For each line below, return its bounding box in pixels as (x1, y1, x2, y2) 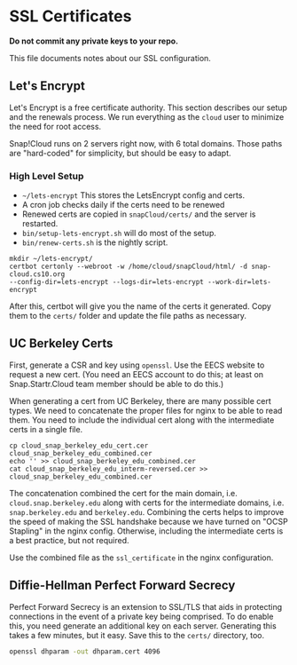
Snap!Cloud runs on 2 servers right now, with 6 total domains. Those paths (9, 138, 283, 148)
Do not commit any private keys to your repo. (9, 36, 179, 46)
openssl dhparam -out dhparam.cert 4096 (9, 646, 161, 656)
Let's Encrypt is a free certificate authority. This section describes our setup (9, 102, 288, 113)
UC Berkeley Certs (9, 336, 113, 352)
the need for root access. (9, 121, 102, 131)
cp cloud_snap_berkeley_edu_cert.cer (9, 441, 149, 450)
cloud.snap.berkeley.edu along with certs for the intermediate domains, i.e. (9, 497, 285, 508)
